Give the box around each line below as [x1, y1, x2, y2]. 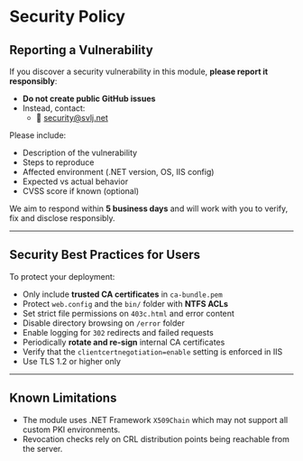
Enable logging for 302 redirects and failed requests [22, 327, 214, 337]
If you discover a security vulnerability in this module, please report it [9, 66, 269, 77]
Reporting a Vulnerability [9, 42, 153, 58]
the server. [22, 443, 63, 454]
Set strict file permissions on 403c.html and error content [22, 308, 234, 318]
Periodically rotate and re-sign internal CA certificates [22, 337, 225, 347]
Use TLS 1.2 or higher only [22, 355, 122, 366]
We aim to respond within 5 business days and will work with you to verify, [9, 203, 289, 214]
